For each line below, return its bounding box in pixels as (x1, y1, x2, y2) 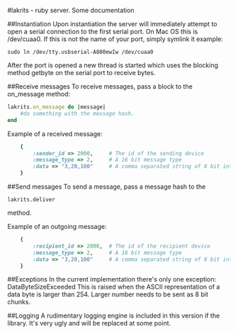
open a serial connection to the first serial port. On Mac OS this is (7, 28, 198, 35)
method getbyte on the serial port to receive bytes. (7, 69, 156, 77)
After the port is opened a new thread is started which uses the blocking (7, 61, 218, 69)
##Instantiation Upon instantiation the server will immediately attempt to (7, 20, 217, 28)
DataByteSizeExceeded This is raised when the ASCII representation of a (7, 283, 220, 291)
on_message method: (7, 90, 71, 98)
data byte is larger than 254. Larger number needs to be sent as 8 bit (7, 290, 209, 299)
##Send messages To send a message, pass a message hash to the (7, 182, 206, 191)
